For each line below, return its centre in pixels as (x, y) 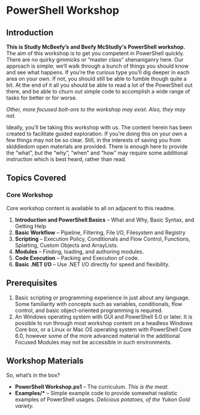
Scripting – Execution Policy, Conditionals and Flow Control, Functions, (102, 239)
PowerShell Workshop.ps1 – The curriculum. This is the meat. (92, 387)
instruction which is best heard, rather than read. (66, 159)
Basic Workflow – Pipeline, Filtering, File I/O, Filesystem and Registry (100, 232)
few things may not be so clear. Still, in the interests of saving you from (94, 140)
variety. (24, 406)
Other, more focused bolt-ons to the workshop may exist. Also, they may (96, 109)
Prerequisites (32, 283)
